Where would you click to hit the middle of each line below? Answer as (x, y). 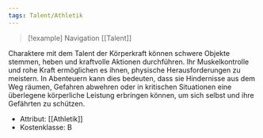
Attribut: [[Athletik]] (51, 118)
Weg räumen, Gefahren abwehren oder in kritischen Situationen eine (120, 87)
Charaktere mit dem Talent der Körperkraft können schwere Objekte (119, 53)
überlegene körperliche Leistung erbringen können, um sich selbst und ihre (131, 95)
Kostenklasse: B (46, 127)
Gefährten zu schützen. (47, 103)
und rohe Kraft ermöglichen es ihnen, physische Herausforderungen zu (124, 70)
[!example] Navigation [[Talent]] (80, 38)
